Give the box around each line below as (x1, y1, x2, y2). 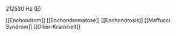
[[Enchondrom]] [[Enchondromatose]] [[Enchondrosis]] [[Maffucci (5, 17, 171, 23)
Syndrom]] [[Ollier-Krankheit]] (5, 23, 81, 30)
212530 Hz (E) (5, 5, 42, 12)
